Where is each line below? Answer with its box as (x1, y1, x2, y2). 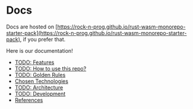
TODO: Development (14, 90, 66, 97)
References (14, 96, 43, 104)
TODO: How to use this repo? (14, 65, 87, 72)
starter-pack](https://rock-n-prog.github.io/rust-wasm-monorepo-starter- (6, 29, 187, 36)
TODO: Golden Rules (14, 71, 66, 78)
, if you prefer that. (20, 36, 66, 43)
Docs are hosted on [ (6, 23, 58, 30)
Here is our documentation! (6, 47, 73, 54)
